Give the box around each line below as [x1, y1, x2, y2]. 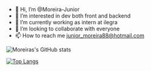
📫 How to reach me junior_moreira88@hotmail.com [14, 32, 145, 39]
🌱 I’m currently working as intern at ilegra [14, 19, 118, 25]
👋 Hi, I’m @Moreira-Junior [14, 6, 80, 13]
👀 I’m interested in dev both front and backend [14, 12, 131, 19]
